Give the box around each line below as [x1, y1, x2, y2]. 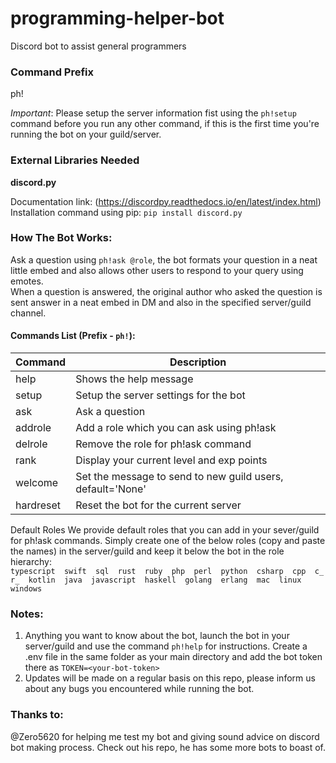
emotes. [10, 275, 44, 287]
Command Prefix [10, 65, 95, 79]
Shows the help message [75, 372, 194, 386]
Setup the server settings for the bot [75, 388, 246, 402]
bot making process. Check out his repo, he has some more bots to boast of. [10, 741, 326, 753]
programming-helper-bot [10, 7, 225, 30]
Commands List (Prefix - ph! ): [10, 330, 136, 342]
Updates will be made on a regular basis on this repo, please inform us [24, 672, 316, 684]
